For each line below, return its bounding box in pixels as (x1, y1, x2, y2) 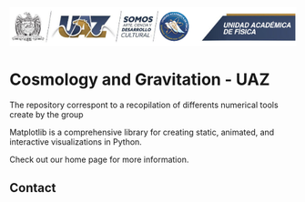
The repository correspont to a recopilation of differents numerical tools (9, 99, 280, 110)
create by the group (9, 108, 84, 120)
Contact (9, 180, 56, 196)
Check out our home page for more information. (9, 154, 189, 165)
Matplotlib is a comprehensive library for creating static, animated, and (9, 126, 275, 137)
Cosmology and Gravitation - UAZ (9, 69, 270, 90)
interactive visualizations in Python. (9, 136, 143, 147)
